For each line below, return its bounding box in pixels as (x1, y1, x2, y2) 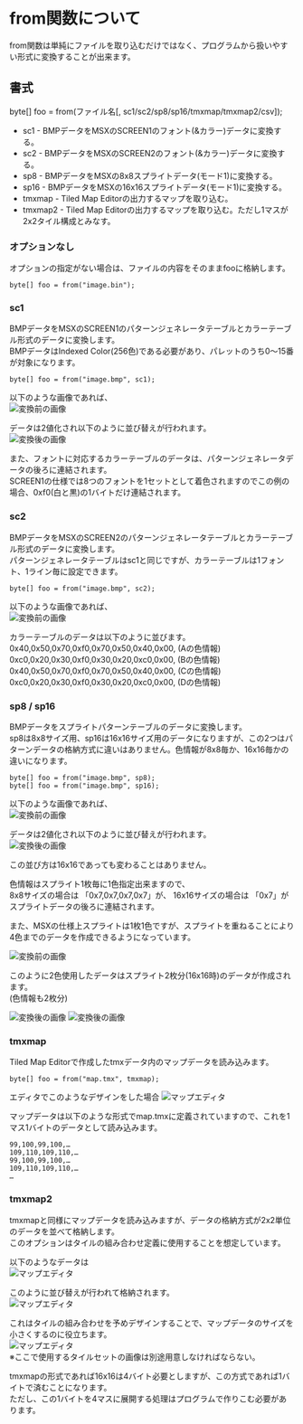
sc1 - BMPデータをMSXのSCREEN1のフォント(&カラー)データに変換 (22, 125, 274, 136)
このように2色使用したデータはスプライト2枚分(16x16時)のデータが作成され (9, 969, 291, 981)
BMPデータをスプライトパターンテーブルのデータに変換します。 (9, 721, 247, 732)
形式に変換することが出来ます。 (16, 51, 136, 61)
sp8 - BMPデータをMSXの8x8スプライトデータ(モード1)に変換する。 (22, 170, 278, 181)
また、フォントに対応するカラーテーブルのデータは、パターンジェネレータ (9, 453, 287, 464)
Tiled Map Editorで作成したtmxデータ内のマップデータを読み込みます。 (9, 1057, 274, 1068)
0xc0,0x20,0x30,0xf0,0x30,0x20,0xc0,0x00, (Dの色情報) (9, 676, 222, 687)
